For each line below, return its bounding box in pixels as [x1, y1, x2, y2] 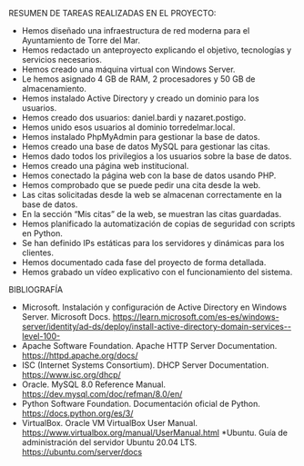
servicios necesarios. [21, 55, 102, 64]
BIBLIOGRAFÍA [8, 284, 64, 294]
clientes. [21, 247, 55, 258]
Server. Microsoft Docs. [21, 312, 111, 322]
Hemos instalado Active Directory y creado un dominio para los [21, 93, 260, 104]
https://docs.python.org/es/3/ [21, 408, 134, 419]
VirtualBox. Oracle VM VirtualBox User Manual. [21, 418, 198, 428]
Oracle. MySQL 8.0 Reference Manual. [21, 379, 166, 390]
